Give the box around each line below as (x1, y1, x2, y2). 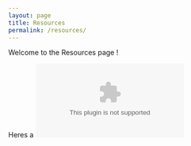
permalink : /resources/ (8, 26, 87, 34)
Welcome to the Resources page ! (8, 48, 119, 58)
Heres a (8, 130, 34, 140)
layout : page (8, 11, 52, 20)
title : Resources (8, 19, 66, 27)
